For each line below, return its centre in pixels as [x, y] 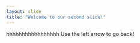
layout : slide [24, 11]
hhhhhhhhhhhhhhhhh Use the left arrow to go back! [70, 34]
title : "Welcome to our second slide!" [56, 17]
